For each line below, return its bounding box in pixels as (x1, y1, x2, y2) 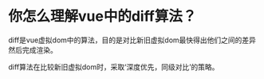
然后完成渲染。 (8, 45, 57, 54)
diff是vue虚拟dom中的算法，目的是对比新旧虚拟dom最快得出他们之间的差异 (8, 35, 257, 45)
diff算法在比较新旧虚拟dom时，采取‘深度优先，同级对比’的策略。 (8, 61, 219, 72)
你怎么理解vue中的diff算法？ (8, 7, 197, 26)
